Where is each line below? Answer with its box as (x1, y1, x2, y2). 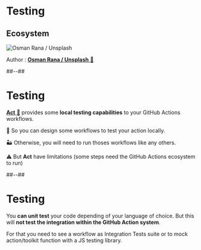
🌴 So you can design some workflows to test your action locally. (6, 127, 165, 134)
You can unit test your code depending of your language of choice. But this (6, 212, 194, 219)
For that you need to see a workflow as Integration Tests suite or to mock (6, 230, 188, 237)
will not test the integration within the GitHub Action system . (6, 219, 161, 226)
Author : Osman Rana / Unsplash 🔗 (6, 56, 94, 63)
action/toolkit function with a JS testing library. (6, 237, 123, 244)
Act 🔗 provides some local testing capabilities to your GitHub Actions (6, 109, 181, 116)
